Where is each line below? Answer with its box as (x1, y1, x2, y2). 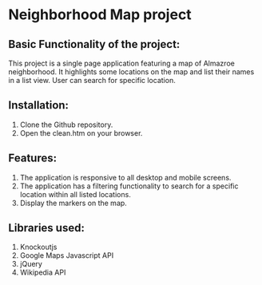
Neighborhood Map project (8, 6, 192, 24)
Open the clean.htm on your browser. (19, 128, 143, 137)
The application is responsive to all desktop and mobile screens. (19, 172, 232, 182)
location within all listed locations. (19, 189, 132, 199)
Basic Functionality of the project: (8, 38, 181, 51)
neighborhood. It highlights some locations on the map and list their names (8, 67, 255, 77)
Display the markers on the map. (19, 198, 128, 208)
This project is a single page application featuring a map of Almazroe (8, 58, 236, 68)
